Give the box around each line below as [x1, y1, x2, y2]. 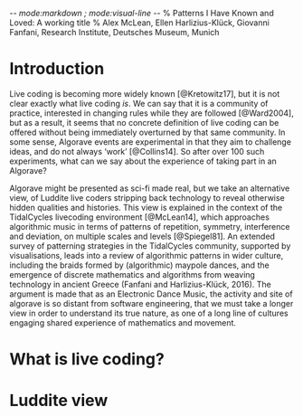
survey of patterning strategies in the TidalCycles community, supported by [9, 240, 291, 251]
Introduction [9, 59, 105, 80]
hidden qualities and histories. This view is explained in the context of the [9, 202, 283, 213]
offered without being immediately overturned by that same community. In [9, 127, 286, 137]
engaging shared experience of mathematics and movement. [9, 317, 237, 328]
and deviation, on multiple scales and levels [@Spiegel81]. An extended [9, 231, 276, 241]
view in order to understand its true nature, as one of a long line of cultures [9, 307, 289, 318]
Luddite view [9, 391, 109, 411]
